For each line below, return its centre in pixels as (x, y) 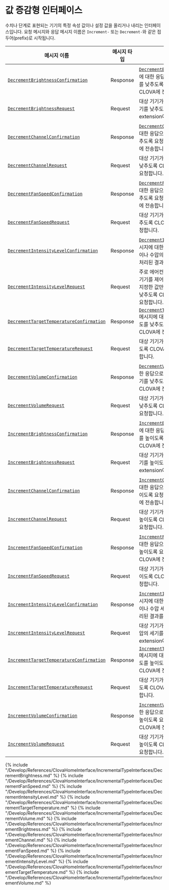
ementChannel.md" (25, 840)
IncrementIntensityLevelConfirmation (53, 604)
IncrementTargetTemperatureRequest (50, 687)
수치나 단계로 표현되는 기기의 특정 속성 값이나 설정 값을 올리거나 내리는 (74, 25)
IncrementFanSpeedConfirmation (45, 547)
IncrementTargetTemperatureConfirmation (57, 660)
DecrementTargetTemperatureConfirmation (57, 321)
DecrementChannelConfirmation (44, 137)
